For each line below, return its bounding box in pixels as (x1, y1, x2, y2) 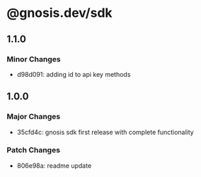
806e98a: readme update (16, 161, 92, 170)
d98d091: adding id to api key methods (16, 70, 131, 78)
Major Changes (6, 111, 61, 121)
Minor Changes (6, 54, 61, 64)
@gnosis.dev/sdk (6, 5, 113, 21)
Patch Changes (6, 145, 61, 155)
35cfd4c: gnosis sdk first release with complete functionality (16, 128, 194, 136)
